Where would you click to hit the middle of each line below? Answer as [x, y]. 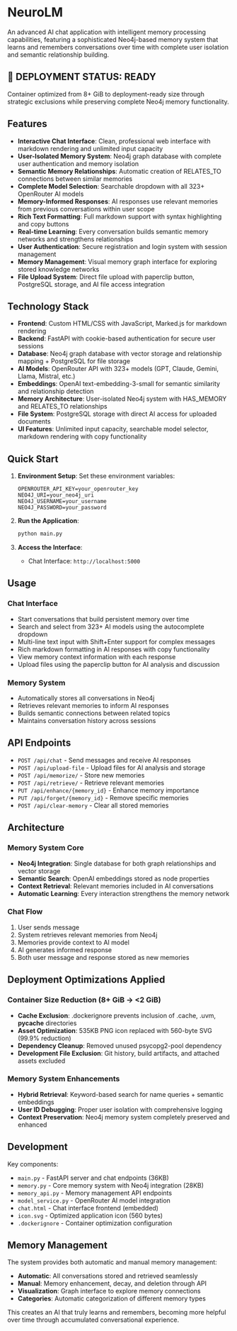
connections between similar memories [75, 179]
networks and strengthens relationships [75, 239]
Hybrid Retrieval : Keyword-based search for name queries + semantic [121, 1094]
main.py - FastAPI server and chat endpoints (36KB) [93, 1178]
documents [34, 421]
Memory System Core [46, 848]
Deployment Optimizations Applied [86, 980]
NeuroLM [35, 12]
